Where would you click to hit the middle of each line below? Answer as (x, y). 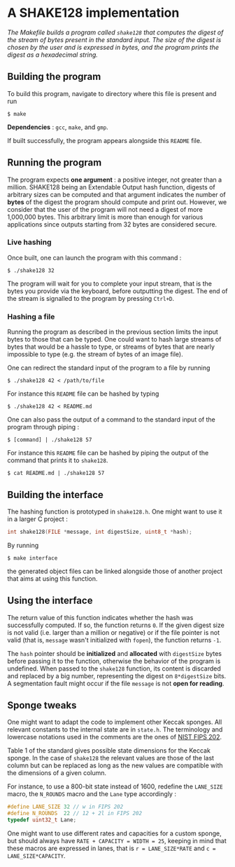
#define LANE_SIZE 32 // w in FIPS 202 (65, 807)
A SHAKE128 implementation (93, 13)
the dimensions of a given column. (57, 773)
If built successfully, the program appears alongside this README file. (105, 140)
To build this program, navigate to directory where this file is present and (112, 93)
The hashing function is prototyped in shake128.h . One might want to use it (115, 511)
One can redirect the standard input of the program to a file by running (109, 368)
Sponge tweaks (42, 705)
